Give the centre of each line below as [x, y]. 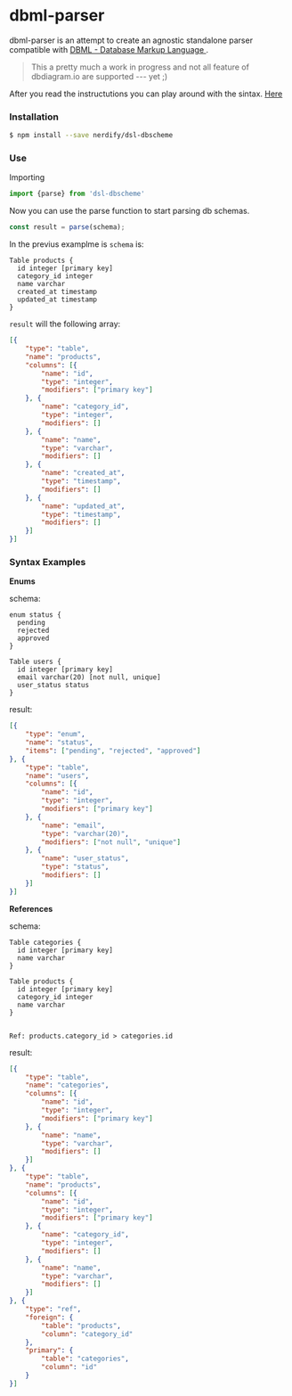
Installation [34, 117]
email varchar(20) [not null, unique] [89, 677]
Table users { [36, 662]
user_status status [53, 686]
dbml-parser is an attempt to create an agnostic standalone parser [131, 40]
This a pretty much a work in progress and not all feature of [140, 67]
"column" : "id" [69, 1367]
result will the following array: [65, 324]
